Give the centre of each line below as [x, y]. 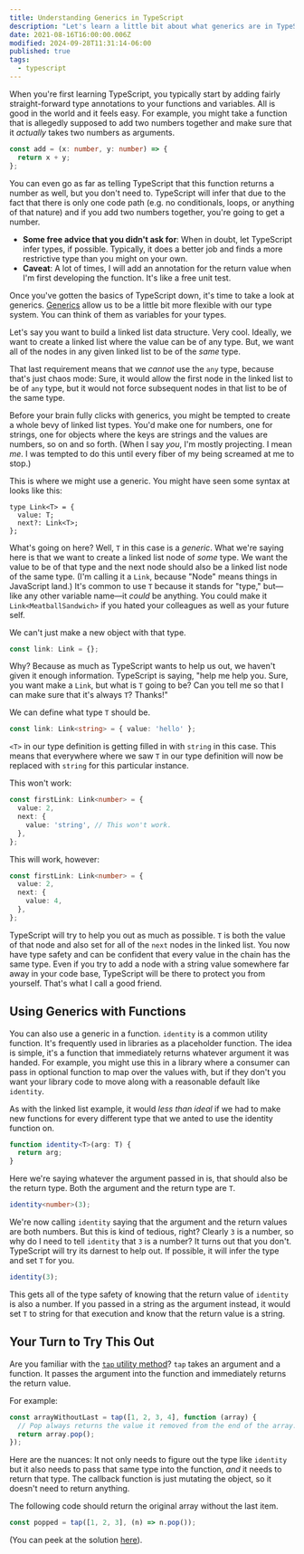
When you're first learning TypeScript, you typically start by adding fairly [145, 94]
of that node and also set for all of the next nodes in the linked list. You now [150, 944]
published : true [40, 52]
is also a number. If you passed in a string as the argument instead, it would [150, 1303]
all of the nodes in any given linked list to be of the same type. [125, 351]
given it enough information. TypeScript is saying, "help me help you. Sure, [149, 676]
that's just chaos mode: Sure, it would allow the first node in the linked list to [152, 378]
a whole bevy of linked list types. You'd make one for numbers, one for [141, 424]
